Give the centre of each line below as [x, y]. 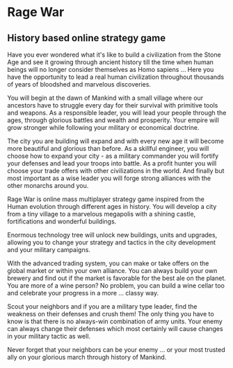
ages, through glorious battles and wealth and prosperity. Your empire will [113, 120]
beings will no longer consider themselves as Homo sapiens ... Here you [111, 69]
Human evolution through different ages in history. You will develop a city [112, 206]
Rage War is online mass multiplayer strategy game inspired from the [106, 199]
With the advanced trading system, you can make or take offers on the [108, 263]
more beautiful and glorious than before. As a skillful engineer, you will [108, 148]
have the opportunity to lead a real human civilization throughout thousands [116, 77]
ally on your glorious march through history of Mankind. [87, 357]
